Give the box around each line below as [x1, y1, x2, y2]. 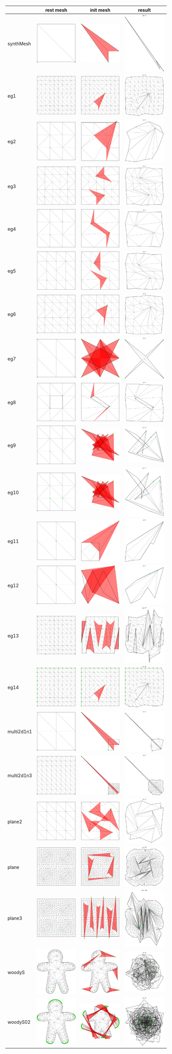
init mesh [90, 7, 111, 13]
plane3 [7, 915, 23, 921]
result [138, 7, 151, 13]
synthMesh [7, 41, 31, 47]
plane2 [7, 819, 23, 825]
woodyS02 [7, 1019, 31, 1025]
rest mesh [45, 7, 68, 13]
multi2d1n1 [7, 729, 32, 735]
